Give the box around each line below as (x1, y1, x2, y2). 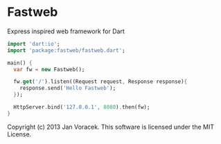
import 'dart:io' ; (7, 40, 60, 47)
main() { (7, 60, 33, 66)
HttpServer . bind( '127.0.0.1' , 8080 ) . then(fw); (13, 104, 150, 111)
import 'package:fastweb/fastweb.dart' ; (7, 46, 126, 54)
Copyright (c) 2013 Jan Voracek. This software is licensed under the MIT (7, 123, 215, 131)
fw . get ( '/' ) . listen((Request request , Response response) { (13, 78, 188, 85)
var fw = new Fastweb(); (13, 66, 85, 73)
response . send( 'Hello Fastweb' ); (19, 84, 116, 92)
